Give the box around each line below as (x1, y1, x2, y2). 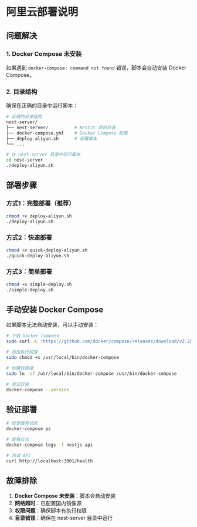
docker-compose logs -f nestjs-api (6, 442, 93, 448)
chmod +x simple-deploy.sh (6, 281, 72, 287)
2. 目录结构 (6, 88, 38, 96)
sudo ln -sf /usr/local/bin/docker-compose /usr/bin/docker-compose (6, 371, 177, 377)
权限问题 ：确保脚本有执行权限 (14, 507, 87, 514)
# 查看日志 (6, 436, 29, 442)
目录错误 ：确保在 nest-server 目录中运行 (14, 515, 113, 522)
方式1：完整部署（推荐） (6, 199, 75, 207)
